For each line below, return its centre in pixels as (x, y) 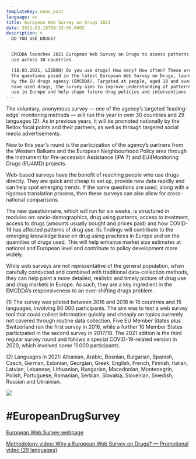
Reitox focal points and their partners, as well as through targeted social (92, 127)
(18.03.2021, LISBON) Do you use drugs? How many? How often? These (96, 70)
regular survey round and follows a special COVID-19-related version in (92, 339)
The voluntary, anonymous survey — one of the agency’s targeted (85, 109)
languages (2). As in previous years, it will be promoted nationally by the (93, 121)
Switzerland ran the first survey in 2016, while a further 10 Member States (94, 327)
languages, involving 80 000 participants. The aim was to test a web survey (97, 308)
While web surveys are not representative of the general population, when (95, 266)
